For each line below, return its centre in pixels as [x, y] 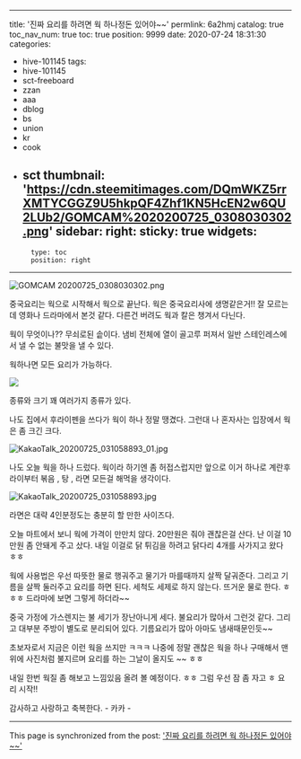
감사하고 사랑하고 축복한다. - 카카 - [70, 708]
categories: [30, 44]
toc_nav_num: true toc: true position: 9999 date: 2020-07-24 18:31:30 [138, 34]
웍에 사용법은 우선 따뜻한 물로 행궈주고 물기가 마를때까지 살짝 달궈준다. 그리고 [144, 575]
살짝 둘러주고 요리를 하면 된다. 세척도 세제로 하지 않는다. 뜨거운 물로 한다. [153, 587]
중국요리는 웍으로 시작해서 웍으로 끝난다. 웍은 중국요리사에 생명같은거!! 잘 [137, 304]
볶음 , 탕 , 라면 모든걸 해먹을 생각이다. [106, 478]
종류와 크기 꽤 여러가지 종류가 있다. [70, 400]
